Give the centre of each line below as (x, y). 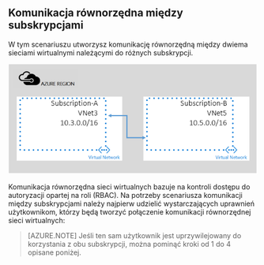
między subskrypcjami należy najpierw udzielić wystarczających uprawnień (132, 203)
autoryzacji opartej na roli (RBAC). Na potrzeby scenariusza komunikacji (125, 196)
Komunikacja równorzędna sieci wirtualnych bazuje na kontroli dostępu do (129, 187)
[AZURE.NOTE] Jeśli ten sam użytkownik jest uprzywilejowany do (134, 236)
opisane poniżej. (54, 252)
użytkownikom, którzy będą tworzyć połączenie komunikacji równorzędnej (130, 212)
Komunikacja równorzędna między (96, 13)
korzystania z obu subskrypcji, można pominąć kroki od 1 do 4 (129, 244)
